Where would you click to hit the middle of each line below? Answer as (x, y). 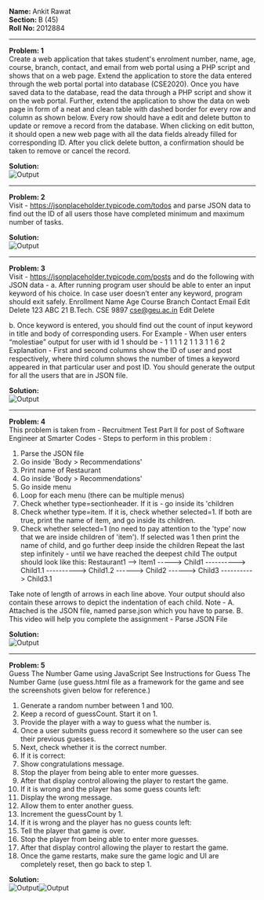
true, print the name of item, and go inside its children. (108, 520)
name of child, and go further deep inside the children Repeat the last (132, 545)
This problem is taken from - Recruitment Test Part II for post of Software (127, 430)
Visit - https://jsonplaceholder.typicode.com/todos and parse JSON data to (130, 205)
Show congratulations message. (72, 764)
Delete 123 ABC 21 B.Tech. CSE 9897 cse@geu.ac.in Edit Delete (112, 310)
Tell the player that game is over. (73, 831)
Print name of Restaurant (60, 470)
